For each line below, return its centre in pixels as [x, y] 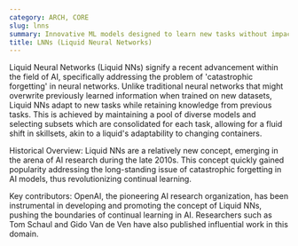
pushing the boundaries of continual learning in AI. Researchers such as [141, 215]
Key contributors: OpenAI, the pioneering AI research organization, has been [149, 196]
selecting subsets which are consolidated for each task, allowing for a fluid [146, 124]
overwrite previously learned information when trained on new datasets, [141, 96]
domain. [24, 234]
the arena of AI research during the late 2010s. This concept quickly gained [147, 160]
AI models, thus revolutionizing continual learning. [101, 179]
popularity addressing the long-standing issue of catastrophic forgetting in [145, 170]
